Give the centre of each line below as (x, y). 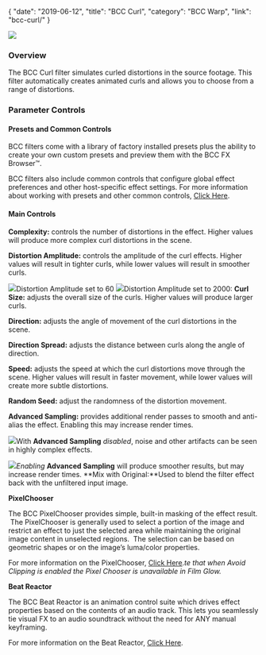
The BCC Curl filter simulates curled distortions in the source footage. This (130, 73)
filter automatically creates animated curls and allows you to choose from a (131, 81)
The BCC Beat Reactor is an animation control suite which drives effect (124, 602)
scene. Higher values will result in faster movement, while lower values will (130, 377)
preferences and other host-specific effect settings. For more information (128, 187)
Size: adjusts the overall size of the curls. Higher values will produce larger (131, 297)
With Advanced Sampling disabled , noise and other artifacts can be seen (137, 441)
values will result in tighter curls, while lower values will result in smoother (129, 264)
